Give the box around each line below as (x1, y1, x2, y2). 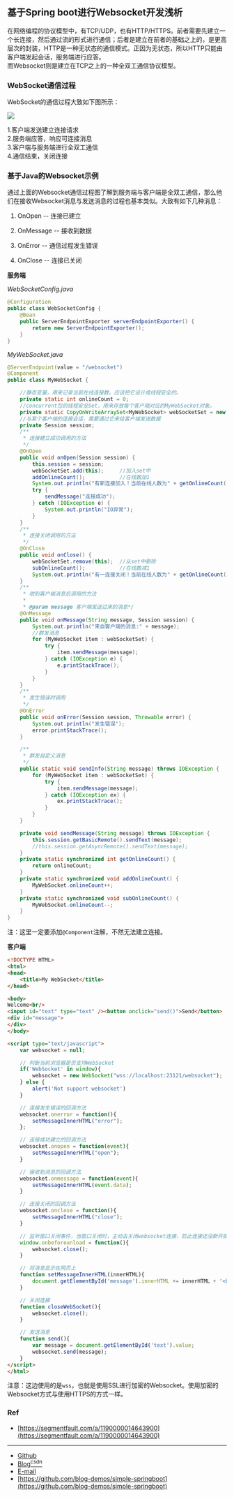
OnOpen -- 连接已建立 (17, 212, 81, 220)
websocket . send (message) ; (32, 1348, 108, 1355)
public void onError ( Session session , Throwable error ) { (19, 714, 192, 721)
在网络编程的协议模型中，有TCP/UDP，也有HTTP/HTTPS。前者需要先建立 (7, 27, 220, 35)
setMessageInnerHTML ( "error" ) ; (32, 1117, 123, 1124)
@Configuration (7, 299, 52, 306)
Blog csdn (17, 1459, 43, 1468)
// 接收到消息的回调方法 (19, 1168, 81, 1175)
